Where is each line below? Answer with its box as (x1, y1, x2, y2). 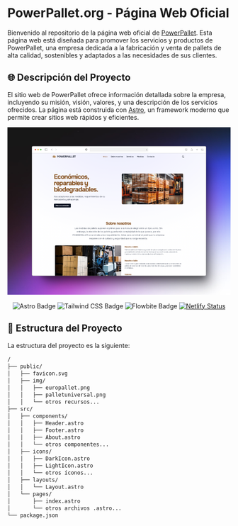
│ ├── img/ (7, 377, 46, 384)
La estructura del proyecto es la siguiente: (7, 341, 130, 349)
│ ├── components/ (7, 413, 69, 420)
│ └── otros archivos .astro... (7, 505, 122, 512)
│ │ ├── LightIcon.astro (7, 462, 93, 469)
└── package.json (7, 512, 59, 519)
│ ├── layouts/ (7, 476, 59, 483)
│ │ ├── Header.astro (7, 420, 84, 427)
